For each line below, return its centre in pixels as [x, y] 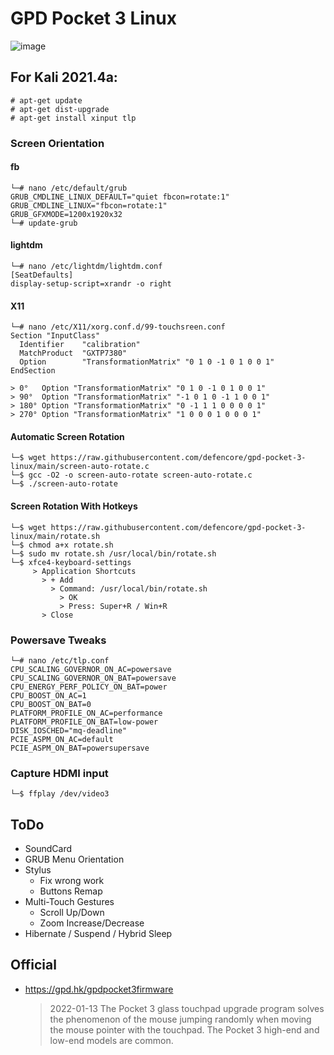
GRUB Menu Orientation [74, 859]
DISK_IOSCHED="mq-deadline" [69, 730]
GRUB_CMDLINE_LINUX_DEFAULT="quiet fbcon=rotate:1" [120, 197]
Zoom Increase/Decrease [92, 923]
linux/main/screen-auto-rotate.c [80, 467]
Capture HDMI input [59, 773]
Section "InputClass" [55, 336]
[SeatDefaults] [42, 275]
